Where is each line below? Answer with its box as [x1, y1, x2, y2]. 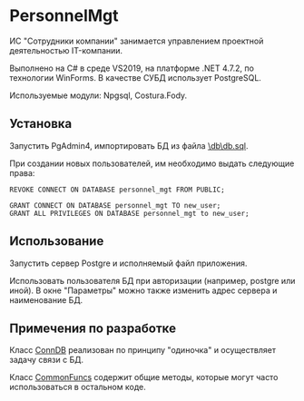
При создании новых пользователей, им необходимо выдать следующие [9, 158, 295, 169]
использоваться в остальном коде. [9, 382, 147, 393]
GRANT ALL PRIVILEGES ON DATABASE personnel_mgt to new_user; [9, 209, 250, 218]
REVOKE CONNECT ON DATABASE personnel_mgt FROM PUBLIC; [9, 185, 225, 194]
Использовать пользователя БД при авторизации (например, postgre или [9, 275, 296, 286]
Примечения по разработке [9, 320, 177, 336]
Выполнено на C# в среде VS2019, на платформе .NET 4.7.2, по [9, 63, 254, 73]
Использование [9, 233, 104, 249]
